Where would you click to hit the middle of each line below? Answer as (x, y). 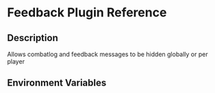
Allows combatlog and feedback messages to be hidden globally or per (107, 54)
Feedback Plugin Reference (87, 13)
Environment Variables (57, 83)
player (16, 62)
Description (33, 38)
